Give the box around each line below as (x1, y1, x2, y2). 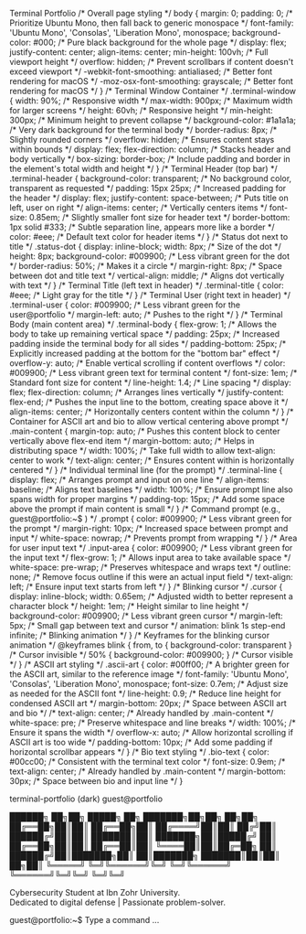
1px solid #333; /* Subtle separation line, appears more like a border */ (9, 221, 276, 232)
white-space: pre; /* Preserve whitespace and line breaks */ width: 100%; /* (9, 717, 297, 728)
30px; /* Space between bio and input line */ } (9, 776, 184, 786)
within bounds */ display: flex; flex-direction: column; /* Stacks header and (9, 144, 291, 155)
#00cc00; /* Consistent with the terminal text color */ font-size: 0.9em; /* (9, 757, 286, 767)
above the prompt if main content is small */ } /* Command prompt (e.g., (9, 503, 281, 514)
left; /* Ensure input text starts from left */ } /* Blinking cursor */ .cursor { (9, 581, 283, 592)
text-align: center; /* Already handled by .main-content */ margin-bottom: (9, 766, 286, 777)
